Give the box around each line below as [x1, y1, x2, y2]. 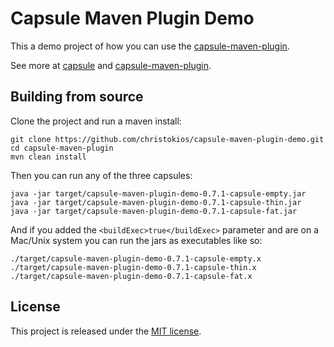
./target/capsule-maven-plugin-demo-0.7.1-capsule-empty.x [10, 253, 262, 264]
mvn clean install [10, 152, 87, 162]
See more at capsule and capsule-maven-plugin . [10, 59, 212, 71]
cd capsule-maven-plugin [10, 143, 114, 153]
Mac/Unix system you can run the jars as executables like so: [10, 234, 263, 246]
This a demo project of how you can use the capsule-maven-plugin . [10, 40, 290, 52]
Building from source [10, 88, 144, 106]
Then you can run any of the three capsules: [10, 169, 193, 181]
